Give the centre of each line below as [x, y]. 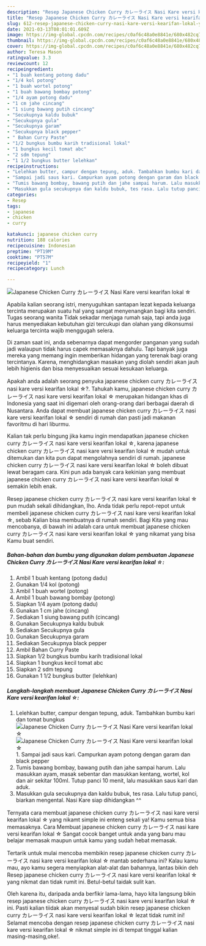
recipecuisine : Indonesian [41, 246]
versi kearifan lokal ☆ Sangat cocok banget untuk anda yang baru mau [96, 834]
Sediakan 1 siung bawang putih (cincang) [68, 617]
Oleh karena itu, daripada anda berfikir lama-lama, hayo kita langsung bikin [101, 894]
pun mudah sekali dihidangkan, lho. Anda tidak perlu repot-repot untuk [96, 506]
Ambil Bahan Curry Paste [47, 650]
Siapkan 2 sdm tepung [44, 669]
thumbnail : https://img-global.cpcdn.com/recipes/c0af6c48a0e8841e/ [96, 41]
